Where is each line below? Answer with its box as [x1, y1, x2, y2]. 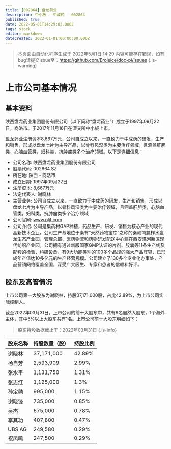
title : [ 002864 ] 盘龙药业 [5, 7, 58, 13]
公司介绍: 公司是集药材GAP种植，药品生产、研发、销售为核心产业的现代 [12, 223, 163, 229]
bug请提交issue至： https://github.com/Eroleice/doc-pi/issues [17, 57, 148, 63]
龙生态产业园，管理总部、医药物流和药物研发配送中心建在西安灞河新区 [12, 236, 160, 242]
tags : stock [5, 27, 31, 32]
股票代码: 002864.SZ [12, 165, 57, 171]
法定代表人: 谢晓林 [12, 191, 51, 197]
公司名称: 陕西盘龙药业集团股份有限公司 [12, 159, 96, 165]
